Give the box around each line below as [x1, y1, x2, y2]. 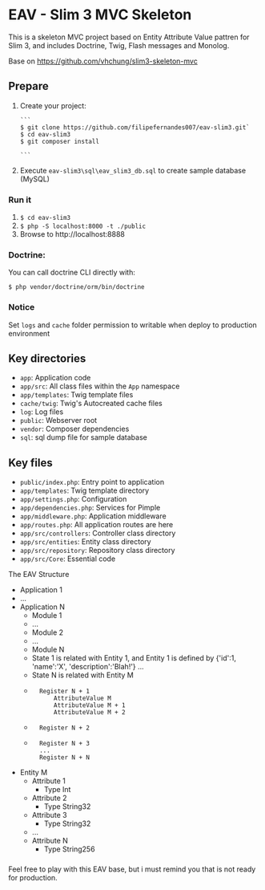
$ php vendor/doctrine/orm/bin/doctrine [8, 283, 146, 291]
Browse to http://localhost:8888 [19, 230, 126, 239]
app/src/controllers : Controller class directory [19, 528, 176, 538]
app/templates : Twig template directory [19, 486, 150, 495]
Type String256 [43, 844, 95, 854]
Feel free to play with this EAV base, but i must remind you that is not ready [8, 864, 256, 874]
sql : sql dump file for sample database [19, 433, 148, 442]
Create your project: [19, 100, 86, 110]
